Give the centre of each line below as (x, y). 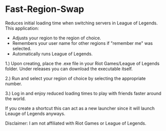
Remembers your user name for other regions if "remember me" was (83, 43)
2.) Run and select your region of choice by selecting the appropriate (76, 78)
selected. (22, 48)
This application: (22, 28)
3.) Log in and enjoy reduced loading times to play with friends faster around (83, 93)
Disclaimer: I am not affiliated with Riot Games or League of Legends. (76, 123)
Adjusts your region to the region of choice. (57, 38)
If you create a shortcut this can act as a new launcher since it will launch (80, 108)
